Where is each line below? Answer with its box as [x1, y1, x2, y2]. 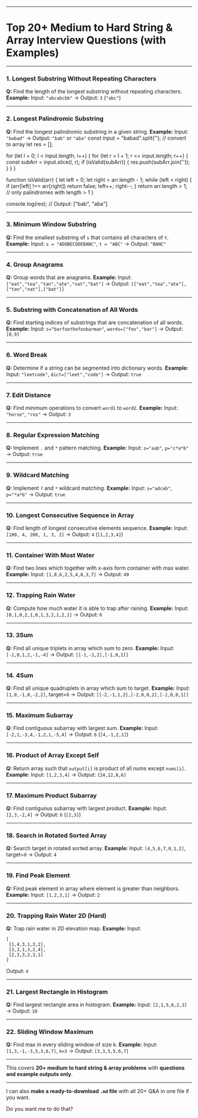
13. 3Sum [6, 631, 34, 639]
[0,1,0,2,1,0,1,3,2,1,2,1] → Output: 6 [6, 610, 103, 618]
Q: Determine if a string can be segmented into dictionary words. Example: [6, 364, 189, 371]
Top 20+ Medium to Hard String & [6, 21, 173, 34]
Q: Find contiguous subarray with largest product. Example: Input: [6, 804, 167, 812]
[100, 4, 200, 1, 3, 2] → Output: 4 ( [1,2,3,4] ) [6, 531, 124, 538]
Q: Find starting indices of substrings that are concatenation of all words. [6, 319, 184, 326]
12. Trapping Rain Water [6, 591, 75, 599]
